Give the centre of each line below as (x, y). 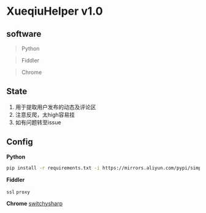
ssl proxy (18, 192)
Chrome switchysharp (35, 203)
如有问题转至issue (38, 122)
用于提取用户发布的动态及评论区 (55, 107)
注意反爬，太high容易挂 (45, 114)
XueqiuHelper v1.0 (55, 11)
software (24, 34)
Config (20, 142)
